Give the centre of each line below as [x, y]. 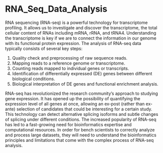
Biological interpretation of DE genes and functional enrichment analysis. [85, 84]
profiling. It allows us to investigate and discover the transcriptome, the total [81, 27]
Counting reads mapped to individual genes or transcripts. [71, 68]
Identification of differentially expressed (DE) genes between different [82, 73]
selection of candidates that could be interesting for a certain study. [84, 109]
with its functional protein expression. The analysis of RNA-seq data [73, 43]
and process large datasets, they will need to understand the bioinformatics [81, 135]
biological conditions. [33, 79]
